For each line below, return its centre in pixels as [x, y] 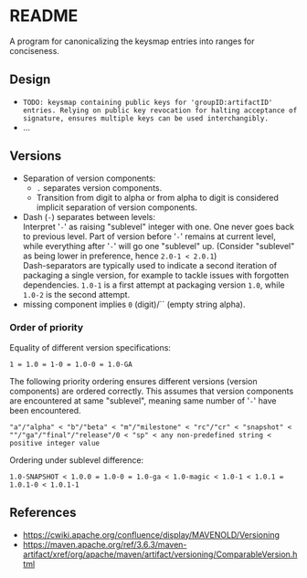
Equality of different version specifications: [90, 347]
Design [30, 80]
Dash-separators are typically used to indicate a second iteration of [149, 265]
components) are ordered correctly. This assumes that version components [152, 391]
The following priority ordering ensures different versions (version [133, 381]
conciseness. [34, 50]
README [44, 16]
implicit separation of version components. [117, 207]
